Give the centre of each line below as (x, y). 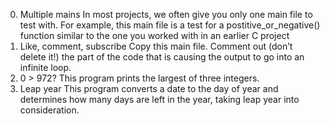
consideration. (49, 110)
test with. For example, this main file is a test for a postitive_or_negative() (170, 25)
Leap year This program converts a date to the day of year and (149, 88)
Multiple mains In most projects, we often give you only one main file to (166, 14)
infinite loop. (45, 67)
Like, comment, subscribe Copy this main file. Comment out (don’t (156, 46)
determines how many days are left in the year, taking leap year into (159, 99)
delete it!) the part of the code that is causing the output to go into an (162, 57)
